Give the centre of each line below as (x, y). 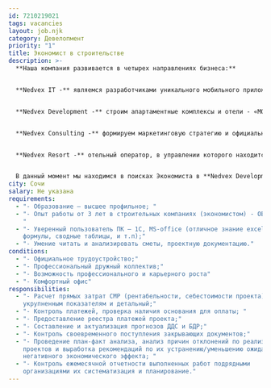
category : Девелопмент (46, 38)
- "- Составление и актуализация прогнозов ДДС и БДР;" (111, 326)
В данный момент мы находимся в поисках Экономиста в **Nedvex (124, 177)
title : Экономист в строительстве (67, 53)
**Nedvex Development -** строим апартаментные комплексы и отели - (133, 111)
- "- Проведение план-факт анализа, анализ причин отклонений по (128, 341)
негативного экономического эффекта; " (90, 357)
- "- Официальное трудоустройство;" (77, 259)
